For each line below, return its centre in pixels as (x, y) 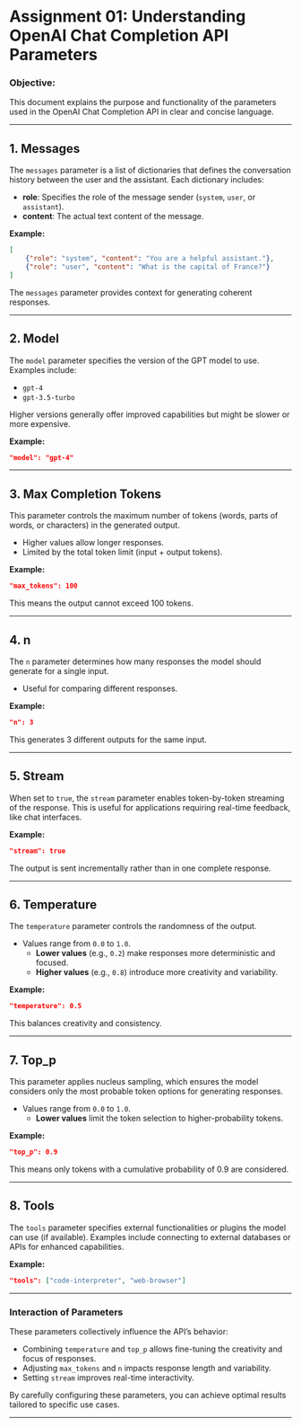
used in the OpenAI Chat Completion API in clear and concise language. (142, 112)
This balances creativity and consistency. (86, 1024)
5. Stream (37, 776)
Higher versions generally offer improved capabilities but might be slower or (150, 414)
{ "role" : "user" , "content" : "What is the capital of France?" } (148, 267)
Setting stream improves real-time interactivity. (108, 1378)
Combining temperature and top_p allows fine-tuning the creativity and (152, 1349)
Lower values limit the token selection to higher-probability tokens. (159, 1118)
